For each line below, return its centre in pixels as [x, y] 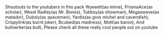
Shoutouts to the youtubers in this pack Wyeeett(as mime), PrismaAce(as [79, 7]
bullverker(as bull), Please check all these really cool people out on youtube [82, 27]
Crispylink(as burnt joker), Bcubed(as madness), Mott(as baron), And [75, 22]
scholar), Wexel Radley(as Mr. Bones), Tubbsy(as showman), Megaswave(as [82, 12]
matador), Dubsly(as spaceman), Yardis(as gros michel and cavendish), [77, 17]
